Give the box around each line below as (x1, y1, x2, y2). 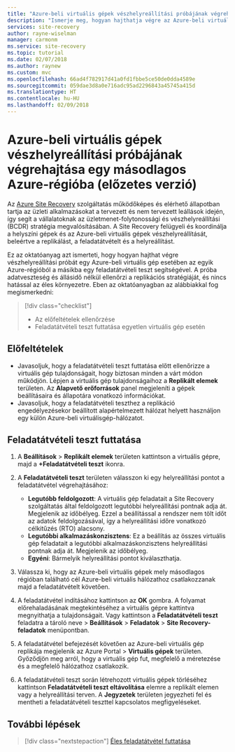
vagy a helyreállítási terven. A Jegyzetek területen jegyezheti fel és (17, 690, 212, 699)
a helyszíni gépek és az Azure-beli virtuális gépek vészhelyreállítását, (7, 229, 208, 238)
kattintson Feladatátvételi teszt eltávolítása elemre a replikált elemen (17, 683, 219, 692)
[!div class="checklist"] (24, 301, 92, 309)
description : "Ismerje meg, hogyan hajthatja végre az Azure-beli (7, 17, 205, 24)
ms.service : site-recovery (7, 43, 86, 50)
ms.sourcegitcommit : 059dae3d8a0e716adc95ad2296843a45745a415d (7, 82, 196, 89)
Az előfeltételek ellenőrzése (34, 315, 115, 323)
